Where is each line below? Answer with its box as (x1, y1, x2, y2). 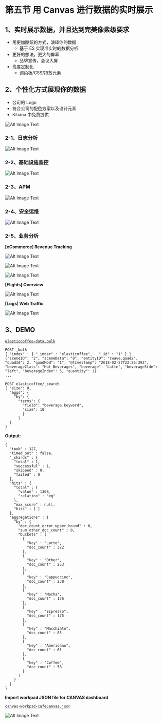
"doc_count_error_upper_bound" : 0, (18, 524, 92, 529)
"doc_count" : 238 (26, 579, 64, 584)
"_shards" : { (9, 455, 38, 460)
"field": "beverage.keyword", (22, 403, 84, 408)
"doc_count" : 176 (26, 596, 64, 601)
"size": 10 (22, 407, 45, 412)
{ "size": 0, (5, 386, 32, 391)
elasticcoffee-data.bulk (5, 339, 55, 344)
